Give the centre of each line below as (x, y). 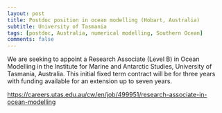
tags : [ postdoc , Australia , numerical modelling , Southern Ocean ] (105, 33)
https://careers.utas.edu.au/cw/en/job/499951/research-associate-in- (107, 95)
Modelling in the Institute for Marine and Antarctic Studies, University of (110, 67)
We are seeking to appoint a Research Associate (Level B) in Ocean (103, 59)
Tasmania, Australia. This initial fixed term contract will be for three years (111, 74)
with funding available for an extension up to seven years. (89, 81)
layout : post (26, 14)
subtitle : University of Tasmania (57, 26)
